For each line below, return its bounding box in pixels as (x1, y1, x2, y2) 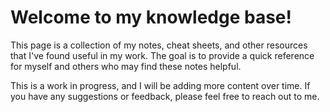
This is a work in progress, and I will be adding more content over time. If (10, 79, 311, 91)
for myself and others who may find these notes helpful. (10, 60, 242, 72)
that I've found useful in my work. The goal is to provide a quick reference (10, 49, 315, 61)
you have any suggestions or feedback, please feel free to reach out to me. (10, 90, 320, 102)
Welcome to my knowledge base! (10, 6, 292, 29)
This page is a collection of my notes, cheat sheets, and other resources (10, 39, 308, 51)
